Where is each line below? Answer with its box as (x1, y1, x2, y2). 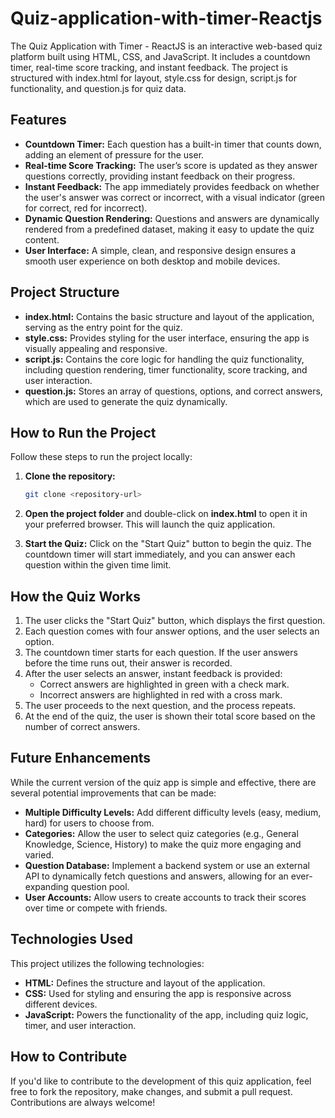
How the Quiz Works (10, 588, 141, 605)
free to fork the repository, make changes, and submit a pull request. (10, 1085, 293, 1097)
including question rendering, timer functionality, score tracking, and (24, 363, 308, 376)
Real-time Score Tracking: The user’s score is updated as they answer (24, 159, 318, 171)
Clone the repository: (24, 470, 116, 482)
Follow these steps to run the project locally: (10, 451, 193, 463)
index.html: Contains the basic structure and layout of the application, (24, 310, 315, 322)
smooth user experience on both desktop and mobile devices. (24, 255, 281, 267)
